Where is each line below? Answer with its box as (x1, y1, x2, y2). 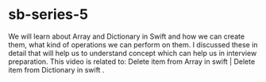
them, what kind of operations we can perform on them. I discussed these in (8, 39, 258, 49)
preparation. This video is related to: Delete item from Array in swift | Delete (8, 57, 256, 66)
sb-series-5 (8, 6, 89, 24)
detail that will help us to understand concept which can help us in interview (8, 48, 257, 58)
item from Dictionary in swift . (8, 65, 105, 74)
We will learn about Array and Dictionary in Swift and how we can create (8, 32, 245, 41)
